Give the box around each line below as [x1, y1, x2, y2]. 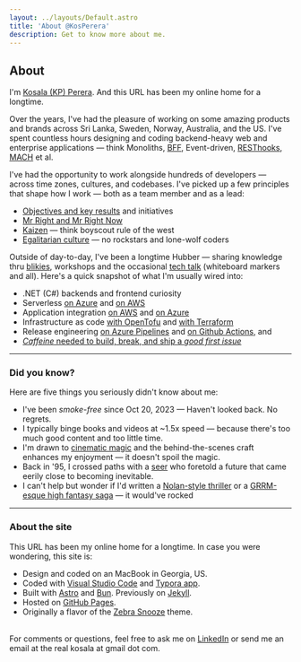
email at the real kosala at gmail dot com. [9, 642, 161, 653]
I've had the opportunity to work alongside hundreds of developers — [9, 170, 267, 180]
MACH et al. [9, 152, 54, 162]
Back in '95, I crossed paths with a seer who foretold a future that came [21, 461, 287, 472]
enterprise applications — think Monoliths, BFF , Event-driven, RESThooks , [9, 143, 283, 153]
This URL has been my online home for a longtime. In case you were [9, 541, 262, 552]
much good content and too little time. [21, 432, 164, 444]
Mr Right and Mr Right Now [21, 215, 123, 226]
